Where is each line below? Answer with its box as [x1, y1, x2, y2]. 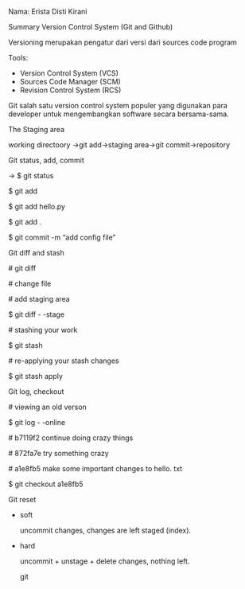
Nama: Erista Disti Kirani [8, 7, 87, 16]
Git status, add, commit [8, 155, 85, 165]
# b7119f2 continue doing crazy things [8, 433, 134, 443]
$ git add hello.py [8, 202, 66, 211]
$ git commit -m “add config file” [8, 232, 116, 242]
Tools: [8, 53, 29, 62]
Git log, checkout [8, 387, 64, 396]
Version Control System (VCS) [19, 68, 119, 78]
